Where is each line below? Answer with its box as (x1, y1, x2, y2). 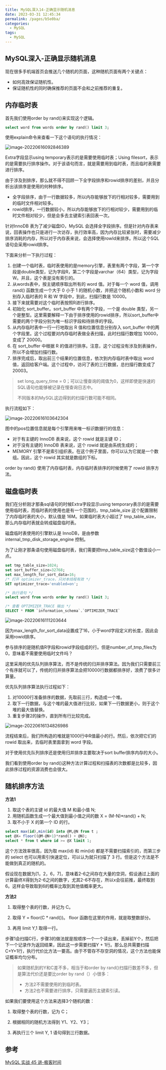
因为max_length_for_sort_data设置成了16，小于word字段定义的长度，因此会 (5, 627, 159, 633)
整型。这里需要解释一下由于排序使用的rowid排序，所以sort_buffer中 (21, 312, 159, 318)
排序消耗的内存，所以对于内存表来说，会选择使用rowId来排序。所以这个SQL (5, 235, 160, 241)
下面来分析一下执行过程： (5, 252, 57, 258)
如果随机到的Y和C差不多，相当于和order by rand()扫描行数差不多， (17, 965, 154, 971)
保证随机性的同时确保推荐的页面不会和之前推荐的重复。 (12, 85, 125, 91)
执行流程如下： (5, 405, 36, 411)
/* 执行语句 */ (5, 590, 34, 595)
